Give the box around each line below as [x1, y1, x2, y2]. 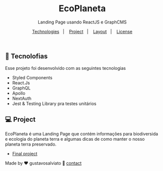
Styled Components [12, 74, 53, 81]
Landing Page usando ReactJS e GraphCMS [38, 19, 127, 25]
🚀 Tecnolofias [5, 52, 48, 61]
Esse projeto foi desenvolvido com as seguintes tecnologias [5, 65, 126, 71]
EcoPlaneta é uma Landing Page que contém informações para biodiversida [5, 130, 158, 137]
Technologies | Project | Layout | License [32, 28, 133, 34]
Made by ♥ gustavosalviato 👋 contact [5, 160, 82, 166]
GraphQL [12, 85, 31, 91]
